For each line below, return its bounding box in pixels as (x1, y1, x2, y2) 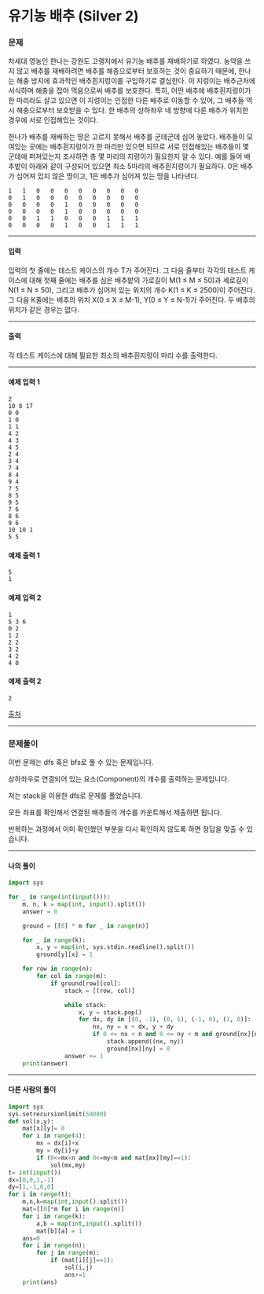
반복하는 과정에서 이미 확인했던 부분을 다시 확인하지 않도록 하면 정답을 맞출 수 (8, 825, 245, 833)
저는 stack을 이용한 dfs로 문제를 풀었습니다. (8, 791, 143, 800)
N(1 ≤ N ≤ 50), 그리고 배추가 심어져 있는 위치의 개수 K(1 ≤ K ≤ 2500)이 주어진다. (8, 285, 255, 295)
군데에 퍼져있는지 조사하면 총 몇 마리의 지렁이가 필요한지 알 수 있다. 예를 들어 (8, 152, 243, 161)
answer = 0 (22, 907, 58, 916)
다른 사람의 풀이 (8, 1085, 57, 1094)
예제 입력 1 (8, 377, 41, 387)
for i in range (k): (22, 1212, 86, 1220)
